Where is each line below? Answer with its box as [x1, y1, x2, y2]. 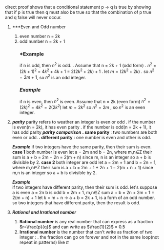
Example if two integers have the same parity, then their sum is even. [12, 143, 152, 150]
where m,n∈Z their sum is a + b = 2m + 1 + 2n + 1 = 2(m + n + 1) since [12, 164, 154, 170]
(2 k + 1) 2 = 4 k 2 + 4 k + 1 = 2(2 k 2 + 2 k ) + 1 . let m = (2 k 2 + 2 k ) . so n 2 [19, 68, 155, 74]
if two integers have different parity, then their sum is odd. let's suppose [12, 184, 158, 190]
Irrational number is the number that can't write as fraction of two [19, 229, 153, 235]
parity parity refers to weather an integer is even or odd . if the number [12, 119, 156, 125]
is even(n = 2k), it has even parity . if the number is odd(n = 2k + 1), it [12, 124, 151, 130]
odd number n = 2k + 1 [19, 38, 65, 44]
